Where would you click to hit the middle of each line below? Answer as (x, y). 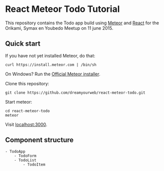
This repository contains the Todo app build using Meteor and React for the (82, 23)
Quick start (23, 44)
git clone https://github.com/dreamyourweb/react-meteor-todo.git (75, 93)
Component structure (39, 140)
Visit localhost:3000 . (26, 124)
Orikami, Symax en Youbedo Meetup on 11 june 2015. (59, 28)
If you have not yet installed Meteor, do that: (50, 56)
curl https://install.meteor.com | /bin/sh (51, 65)
